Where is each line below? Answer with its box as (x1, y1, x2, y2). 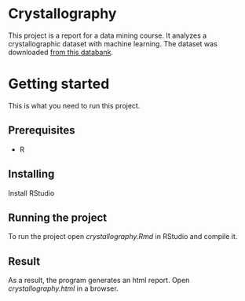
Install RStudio (8, 188, 55, 197)
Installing (8, 167, 55, 181)
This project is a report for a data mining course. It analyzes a (8, 31, 207, 40)
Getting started (8, 75, 110, 93)
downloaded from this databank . (8, 47, 114, 57)
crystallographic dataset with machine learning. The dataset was (8, 39, 218, 48)
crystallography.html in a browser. (8, 284, 119, 293)
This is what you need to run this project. (8, 101, 141, 110)
